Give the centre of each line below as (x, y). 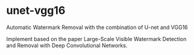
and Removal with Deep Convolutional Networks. (67, 45)
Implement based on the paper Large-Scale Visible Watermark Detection (96, 39)
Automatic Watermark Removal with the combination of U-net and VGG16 (97, 27)
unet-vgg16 (36, 11)
